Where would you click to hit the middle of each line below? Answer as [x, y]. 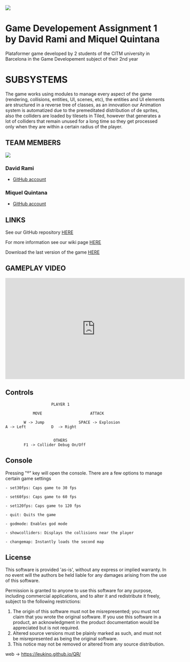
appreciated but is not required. [46, 628]
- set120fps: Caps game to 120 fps [43, 506]
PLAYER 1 [60, 404]
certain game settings [28, 478]
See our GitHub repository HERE [39, 232]
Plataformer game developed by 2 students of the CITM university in [78, 53]
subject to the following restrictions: [43, 601]
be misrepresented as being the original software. [65, 639]
